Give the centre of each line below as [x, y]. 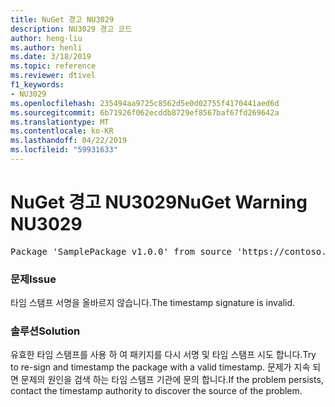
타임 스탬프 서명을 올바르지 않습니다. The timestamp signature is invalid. [153, 303]
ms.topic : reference [53, 66]
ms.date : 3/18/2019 [51, 57]
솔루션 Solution [45, 331]
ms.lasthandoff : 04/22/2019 [69, 141]
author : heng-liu [46, 38]
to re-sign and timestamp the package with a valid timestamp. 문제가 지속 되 [166, 367]
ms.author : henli [46, 47]
